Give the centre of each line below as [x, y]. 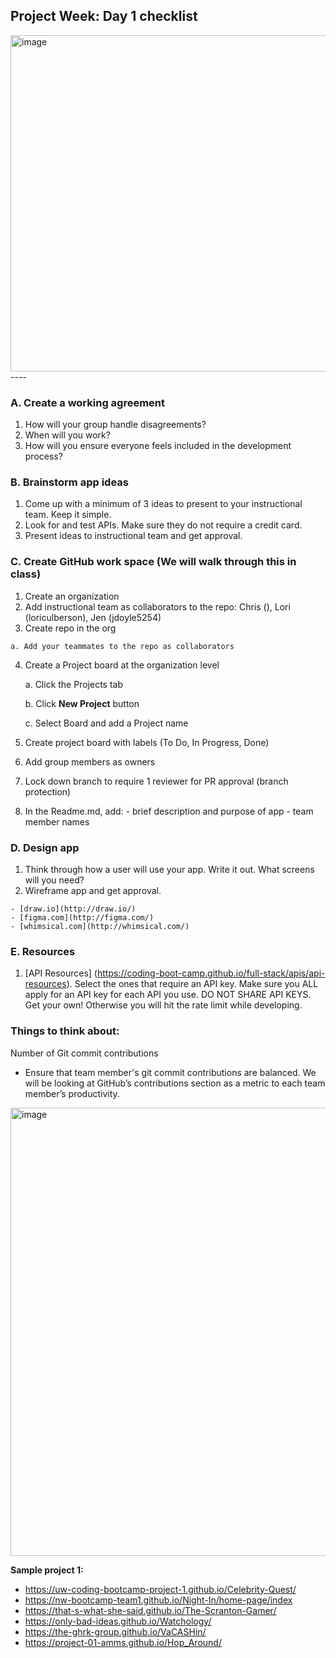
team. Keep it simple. [68, 515]
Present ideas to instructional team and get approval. [133, 536]
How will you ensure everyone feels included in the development [158, 446]
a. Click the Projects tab [73, 684]
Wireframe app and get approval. [93, 890]
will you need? [54, 880]
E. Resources [43, 951]
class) [26, 574]
